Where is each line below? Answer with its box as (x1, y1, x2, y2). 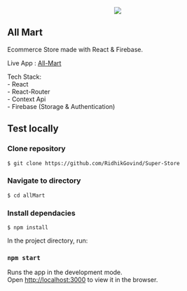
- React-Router (7, 87, 50, 96)
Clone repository (7, 144, 66, 154)
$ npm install (7, 224, 49, 231)
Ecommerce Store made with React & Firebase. (7, 45, 144, 53)
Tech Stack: (7, 72, 42, 81)
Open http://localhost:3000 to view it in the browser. (7, 276, 158, 284)
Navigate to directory (7, 176, 81, 186)
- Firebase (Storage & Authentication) (7, 102, 116, 110)
